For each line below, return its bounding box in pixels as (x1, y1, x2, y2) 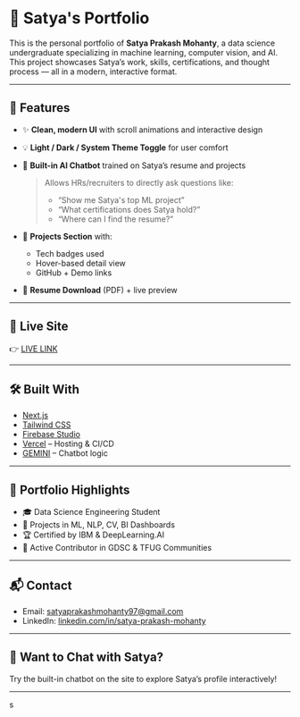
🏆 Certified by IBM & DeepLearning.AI (21, 529, 165, 540)
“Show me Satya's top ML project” (57, 194, 185, 205)
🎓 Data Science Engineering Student (21, 507, 161, 518)
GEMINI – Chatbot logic (21, 448, 109, 459)
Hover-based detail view (35, 257, 127, 268)
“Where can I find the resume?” (57, 214, 174, 224)
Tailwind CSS (21, 419, 71, 430)
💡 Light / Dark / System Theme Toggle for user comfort (21, 142, 229, 153)
